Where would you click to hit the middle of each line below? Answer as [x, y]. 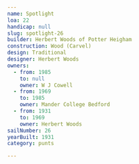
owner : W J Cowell [46, 85]
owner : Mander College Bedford [65, 105]
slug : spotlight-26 [35, 33]
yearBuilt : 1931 [31, 137]
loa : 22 [18, 20]
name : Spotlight [31, 14]
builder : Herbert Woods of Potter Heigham [69, 40]
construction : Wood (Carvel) [49, 46]
